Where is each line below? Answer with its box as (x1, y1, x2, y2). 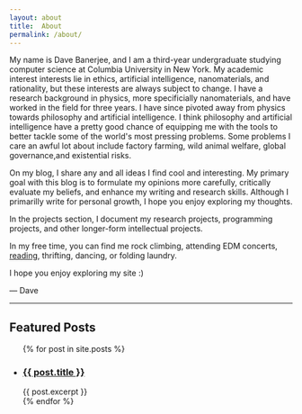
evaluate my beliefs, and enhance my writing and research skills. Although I (9, 186, 289, 198)
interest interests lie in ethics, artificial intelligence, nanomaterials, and (9, 74, 270, 85)
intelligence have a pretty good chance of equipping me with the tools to (9, 121, 279, 132)
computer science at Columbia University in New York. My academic (9, 64, 264, 75)
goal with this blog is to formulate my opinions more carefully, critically (9, 177, 271, 188)
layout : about (9, 13, 63, 22)
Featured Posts (9, 319, 96, 335)
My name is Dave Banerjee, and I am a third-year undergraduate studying (9, 55, 281, 66)
